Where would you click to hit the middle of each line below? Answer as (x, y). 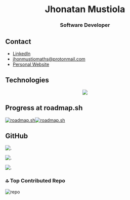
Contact (18, 41)
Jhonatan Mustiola (85, 9)
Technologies (27, 80)
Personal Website (31, 64)
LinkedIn (21, 54)
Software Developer (85, 25)
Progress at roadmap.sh (44, 108)
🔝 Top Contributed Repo (35, 181)
